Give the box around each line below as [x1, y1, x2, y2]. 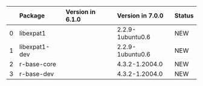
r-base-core [19, 60, 56, 68]
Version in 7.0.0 [117, 11, 164, 20]
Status [174, 11, 194, 20]
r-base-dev [19, 70, 54, 78]
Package [19, 11, 45, 20]
